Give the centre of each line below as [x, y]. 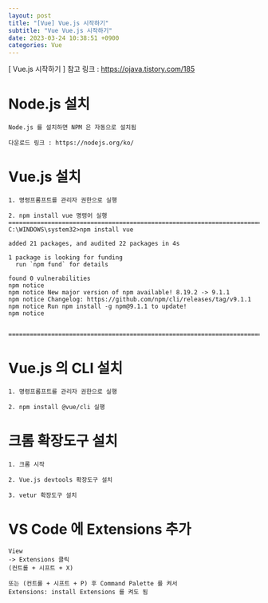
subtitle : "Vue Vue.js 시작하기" [61, 30]
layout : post [30, 16]
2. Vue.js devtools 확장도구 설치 [61, 479]
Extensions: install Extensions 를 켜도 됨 [78, 592]
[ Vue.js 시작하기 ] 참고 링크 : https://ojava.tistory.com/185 [102, 69]
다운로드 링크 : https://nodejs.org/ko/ [71, 143]
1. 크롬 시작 [27, 464]
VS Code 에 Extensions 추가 [100, 529]
